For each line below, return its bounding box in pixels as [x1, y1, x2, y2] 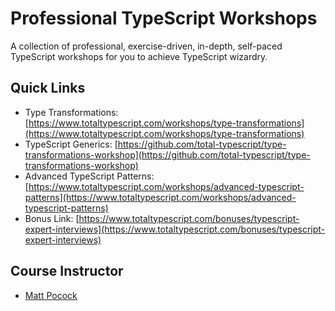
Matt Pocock [24, 289, 78, 301]
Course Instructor [10, 263, 124, 280]
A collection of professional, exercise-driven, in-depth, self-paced [10, 40, 283, 52]
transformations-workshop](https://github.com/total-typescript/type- [24, 148, 311, 161]
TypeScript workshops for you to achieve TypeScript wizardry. [10, 50, 268, 62]
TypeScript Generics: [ [24, 138, 118, 150]
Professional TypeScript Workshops [10, 7, 318, 30]
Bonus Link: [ [24, 212, 80, 224]
